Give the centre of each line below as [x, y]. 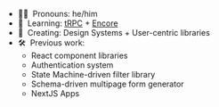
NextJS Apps [55, 93]
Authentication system [72, 65]
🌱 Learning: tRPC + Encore [68, 23]
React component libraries [79, 55]
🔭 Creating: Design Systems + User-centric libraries [114, 33]
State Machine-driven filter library [93, 74]
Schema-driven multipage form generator [107, 84]
